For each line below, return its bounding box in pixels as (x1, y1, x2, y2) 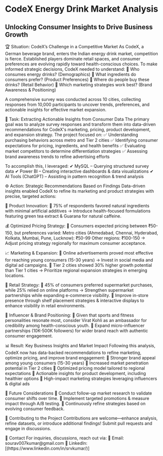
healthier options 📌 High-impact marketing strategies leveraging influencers (5, 376, 157, 381)
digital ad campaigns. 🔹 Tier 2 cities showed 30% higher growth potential (5, 262, 152, 268)
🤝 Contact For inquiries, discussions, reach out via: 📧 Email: (5, 435, 124, 441)
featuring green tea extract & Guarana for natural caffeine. (5, 213, 122, 219)
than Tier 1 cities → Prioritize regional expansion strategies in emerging (5, 267, 147, 273)
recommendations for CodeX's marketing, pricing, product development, (5, 127, 151, 132)
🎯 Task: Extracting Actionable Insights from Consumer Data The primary (5, 116, 150, 122)
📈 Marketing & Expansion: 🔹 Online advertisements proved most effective (5, 250, 153, 256)
